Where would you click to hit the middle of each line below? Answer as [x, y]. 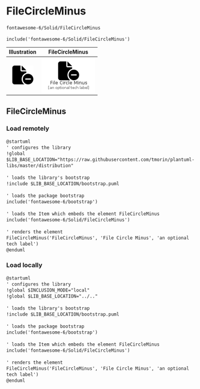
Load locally [24, 265]
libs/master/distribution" [40, 166]
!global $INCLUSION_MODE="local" [48, 290]
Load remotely [28, 128]
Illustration [23, 52]
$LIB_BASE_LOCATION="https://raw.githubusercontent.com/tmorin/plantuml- [101, 160]
